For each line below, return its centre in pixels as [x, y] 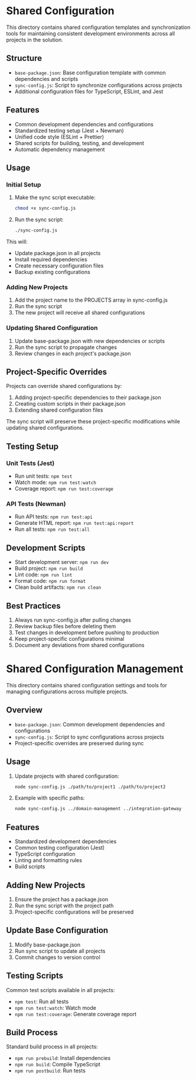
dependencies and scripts [46, 79]
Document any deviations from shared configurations [79, 645]
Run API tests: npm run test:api [53, 517]
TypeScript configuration [45, 854]
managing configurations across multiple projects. [67, 691]
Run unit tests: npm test [43, 476]
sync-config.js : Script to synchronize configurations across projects [98, 85]
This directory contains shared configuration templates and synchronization [98, 27]
